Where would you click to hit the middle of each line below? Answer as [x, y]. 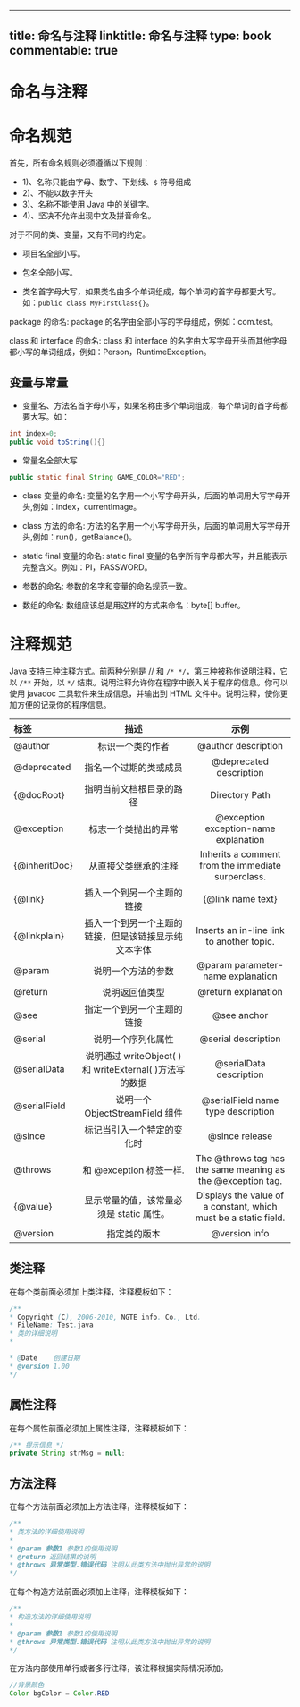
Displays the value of [240, 1195]
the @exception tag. [240, 1180]
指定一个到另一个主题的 [133, 1009]
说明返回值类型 [133, 992]
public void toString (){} [57, 442]
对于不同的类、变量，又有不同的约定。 [79, 234]
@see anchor [240, 1015]
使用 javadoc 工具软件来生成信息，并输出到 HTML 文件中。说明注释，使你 [145, 693]
